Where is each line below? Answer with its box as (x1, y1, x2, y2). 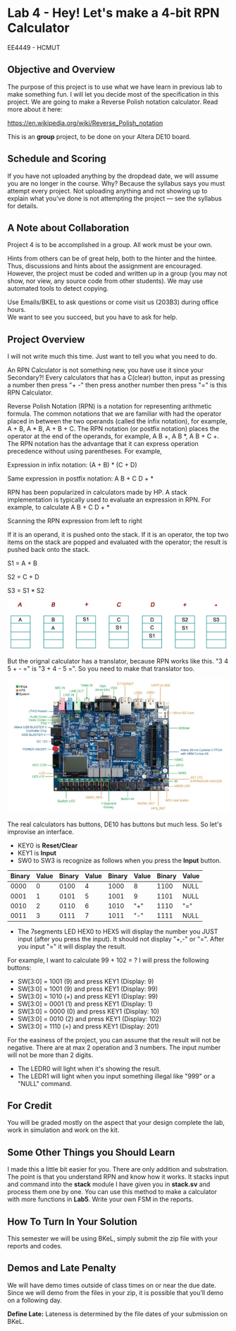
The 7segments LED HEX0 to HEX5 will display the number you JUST (17, 927, 218, 936)
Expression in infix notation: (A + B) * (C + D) (7, 461, 137, 469)
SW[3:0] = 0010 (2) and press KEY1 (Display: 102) (17, 1014, 162, 1023)
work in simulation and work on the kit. (7, 1126, 120, 1134)
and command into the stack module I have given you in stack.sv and (7, 1180, 211, 1188)
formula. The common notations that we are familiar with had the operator (7, 409, 222, 418)
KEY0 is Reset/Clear (17, 841, 78, 850)
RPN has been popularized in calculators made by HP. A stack (7, 488, 187, 497)
